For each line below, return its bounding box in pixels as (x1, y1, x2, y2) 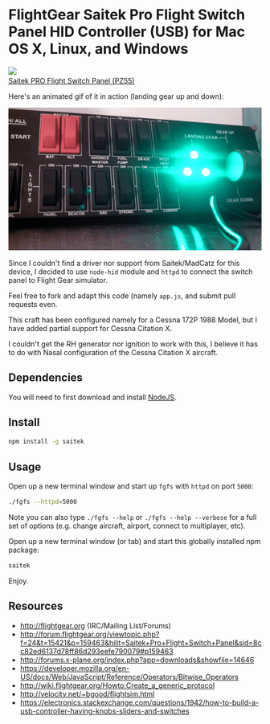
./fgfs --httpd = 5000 (8, 498, 78, 506)
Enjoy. (8, 576, 29, 586)
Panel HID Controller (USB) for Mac (8, 22, 246, 41)
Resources (8, 599, 63, 613)
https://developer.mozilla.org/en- (19, 663, 130, 673)
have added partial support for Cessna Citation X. (8, 323, 173, 333)
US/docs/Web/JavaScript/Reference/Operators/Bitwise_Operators (19, 672, 239, 681)
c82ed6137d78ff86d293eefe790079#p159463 (19, 646, 174, 656)
